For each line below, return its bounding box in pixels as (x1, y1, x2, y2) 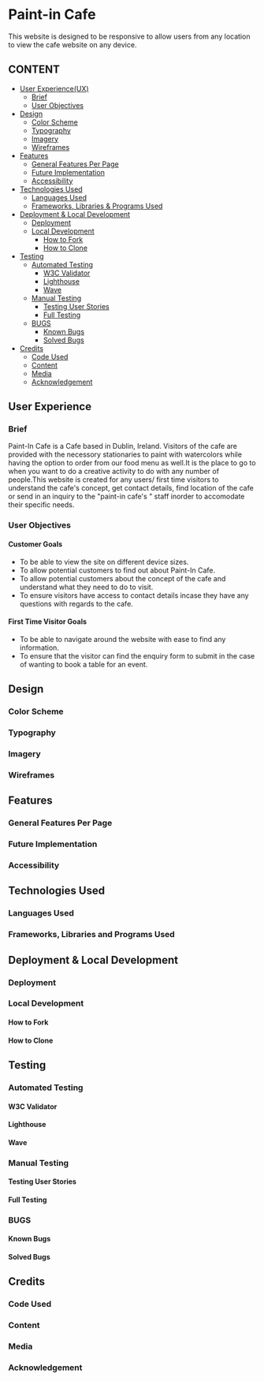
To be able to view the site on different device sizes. (19, 557, 189, 566)
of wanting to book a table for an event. (19, 659, 148, 669)
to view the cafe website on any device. (8, 39, 137, 49)
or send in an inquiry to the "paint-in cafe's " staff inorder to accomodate (8, 491, 245, 502)
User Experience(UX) (19, 84, 89, 93)
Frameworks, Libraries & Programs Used (31, 201, 163, 211)
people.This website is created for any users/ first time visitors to (8, 475, 219, 484)
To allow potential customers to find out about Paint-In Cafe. (19, 565, 215, 575)
